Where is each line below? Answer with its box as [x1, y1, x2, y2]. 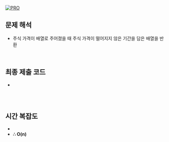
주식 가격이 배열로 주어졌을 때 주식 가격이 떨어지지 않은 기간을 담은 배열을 [12, 35, 159, 41]
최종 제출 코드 [5, 68, 46, 76]
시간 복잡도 [5, 112, 38, 121]
